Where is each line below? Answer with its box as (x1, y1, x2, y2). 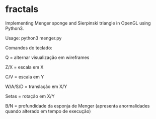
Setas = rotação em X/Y (5, 93, 55, 99)
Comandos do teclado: (5, 44, 53, 50)
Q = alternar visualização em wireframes (5, 54, 90, 60)
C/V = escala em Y (5, 73, 44, 79)
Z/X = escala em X (5, 64, 44, 70)
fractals (5, 3, 39, 15)
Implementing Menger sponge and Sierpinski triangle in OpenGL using (5, 20, 151, 26)
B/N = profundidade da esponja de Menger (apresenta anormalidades (5, 102, 150, 108)
